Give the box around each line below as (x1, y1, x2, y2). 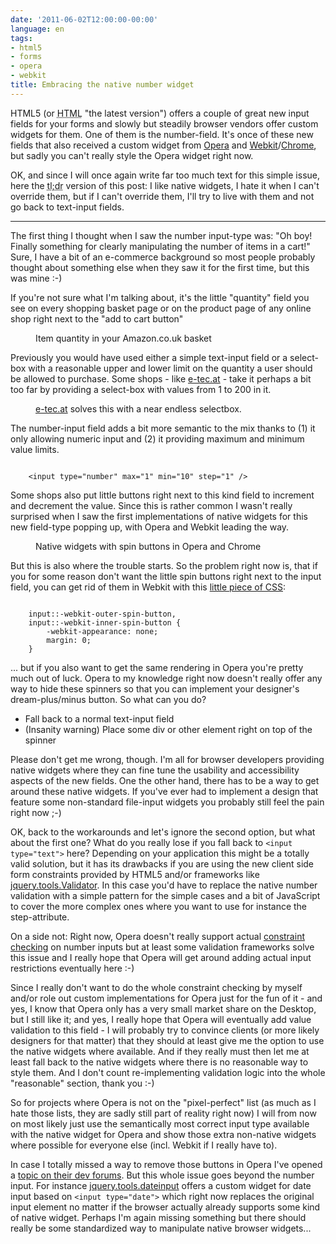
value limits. (10, 443, 60, 455)
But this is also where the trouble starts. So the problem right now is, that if (10, 559, 318, 571)
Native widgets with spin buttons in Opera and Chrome (35, 540, 262, 552)
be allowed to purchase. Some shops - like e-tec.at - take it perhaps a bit (10, 372, 312, 385)
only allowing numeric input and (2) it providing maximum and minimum (10, 432, 305, 445)
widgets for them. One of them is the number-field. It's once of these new (10, 128, 314, 140)
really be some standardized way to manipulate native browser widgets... (10, 1222, 312, 1234)
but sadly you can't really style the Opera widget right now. (10, 149, 254, 161)
